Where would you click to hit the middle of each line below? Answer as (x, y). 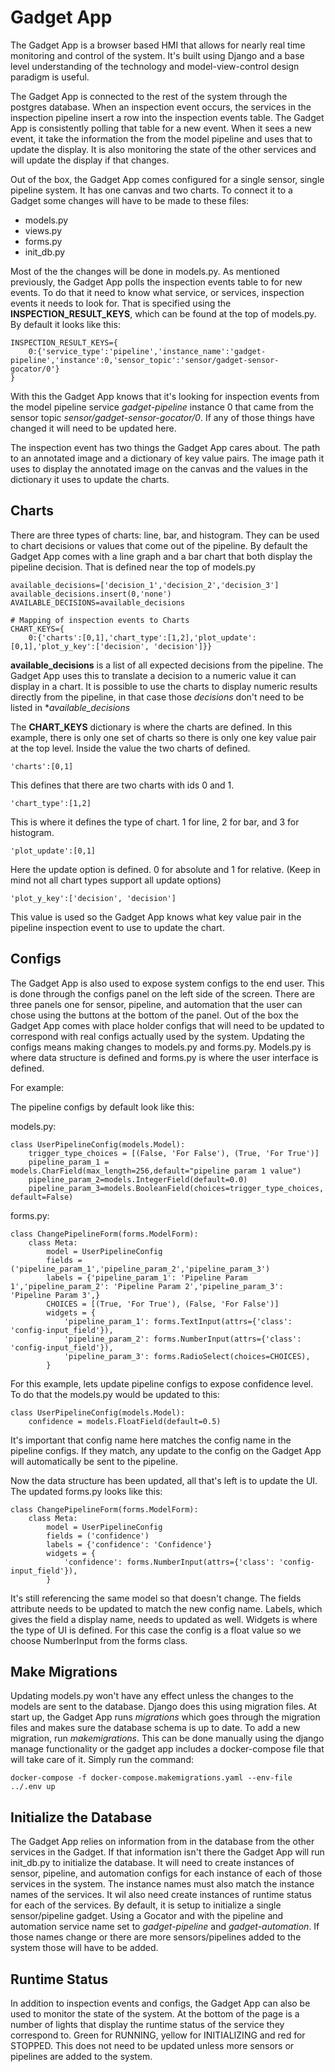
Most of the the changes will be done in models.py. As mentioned (145, 271)
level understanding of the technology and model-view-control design (155, 66)
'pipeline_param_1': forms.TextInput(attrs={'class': (178, 1321)
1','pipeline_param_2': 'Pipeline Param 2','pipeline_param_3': (147, 1286)
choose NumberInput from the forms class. (99, 1640)
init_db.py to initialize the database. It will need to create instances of (152, 1863)
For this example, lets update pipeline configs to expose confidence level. (162, 1383)
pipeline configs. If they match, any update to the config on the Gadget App (166, 1450)
